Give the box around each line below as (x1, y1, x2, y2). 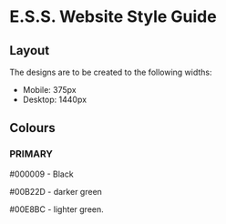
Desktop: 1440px (22, 94, 87, 105)
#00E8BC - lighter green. (9, 203, 105, 215)
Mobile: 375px (22, 85, 77, 95)
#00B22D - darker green (9, 186, 103, 197)
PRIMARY (9, 148, 53, 160)
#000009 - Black (9, 168, 75, 179)
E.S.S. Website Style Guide (9, 6, 217, 27)
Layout (9, 43, 50, 58)
